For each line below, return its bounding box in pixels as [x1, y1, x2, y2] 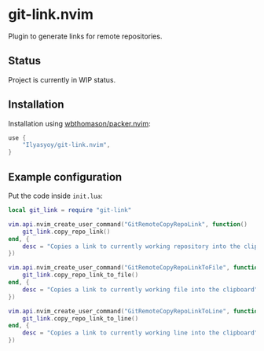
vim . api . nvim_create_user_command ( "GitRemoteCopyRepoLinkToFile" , [8, 264, 230, 272]
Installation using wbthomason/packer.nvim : [8, 119, 151, 128]
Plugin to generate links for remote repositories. [8, 31, 163, 41]
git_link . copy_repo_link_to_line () [22, 314, 139, 323]
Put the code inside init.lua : [8, 191, 104, 200]
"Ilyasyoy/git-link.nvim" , [22, 141, 111, 149]
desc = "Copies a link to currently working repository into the [22, 242, 241, 250]
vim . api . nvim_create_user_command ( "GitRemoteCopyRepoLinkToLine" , [8, 307, 230, 315]
